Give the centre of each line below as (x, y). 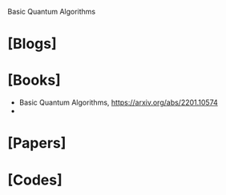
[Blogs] (32, 44)
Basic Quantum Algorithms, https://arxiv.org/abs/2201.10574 (118, 102)
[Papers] (37, 143)
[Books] (34, 80)
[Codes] (35, 180)
